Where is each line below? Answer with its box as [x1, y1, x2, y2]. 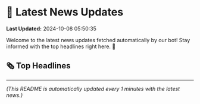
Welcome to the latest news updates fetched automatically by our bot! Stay [6, 36, 190, 43]
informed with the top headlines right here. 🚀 [6, 43, 116, 50]
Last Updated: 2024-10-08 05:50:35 [6, 25, 96, 32]
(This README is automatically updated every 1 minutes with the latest [6, 85, 180, 92]
